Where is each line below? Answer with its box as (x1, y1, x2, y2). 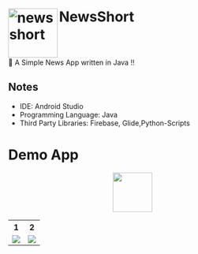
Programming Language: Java (19, 110, 118, 119)
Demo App (8, 146, 79, 163)
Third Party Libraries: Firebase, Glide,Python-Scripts (19, 118, 191, 128)
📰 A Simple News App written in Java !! (8, 58, 135, 67)
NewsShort (58, 8, 135, 26)
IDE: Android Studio (19, 101, 84, 110)
